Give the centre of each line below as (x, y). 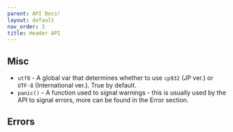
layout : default (31, 20)
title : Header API (34, 33)
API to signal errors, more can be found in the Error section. (103, 100)
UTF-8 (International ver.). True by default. (77, 85)
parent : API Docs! (34, 14)
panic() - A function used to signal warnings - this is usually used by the (122, 93)
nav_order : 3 (26, 26)
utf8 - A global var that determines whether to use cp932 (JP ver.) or (115, 78)
